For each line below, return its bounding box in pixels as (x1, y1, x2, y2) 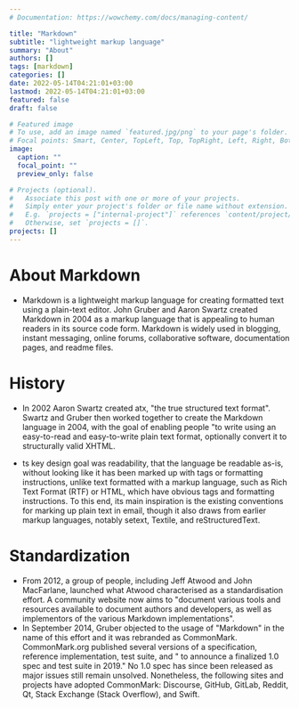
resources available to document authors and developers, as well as (21, 603, 272, 614)
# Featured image (9, 119, 74, 129)
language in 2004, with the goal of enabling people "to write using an (21, 421, 277, 432)
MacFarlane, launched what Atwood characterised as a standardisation (21, 584, 283, 595)
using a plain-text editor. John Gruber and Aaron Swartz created (21, 304, 258, 314)
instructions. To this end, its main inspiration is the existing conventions (21, 495, 284, 506)
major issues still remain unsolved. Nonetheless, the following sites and (21, 670, 284, 680)
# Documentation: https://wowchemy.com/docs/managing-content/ (9, 12, 249, 22)
